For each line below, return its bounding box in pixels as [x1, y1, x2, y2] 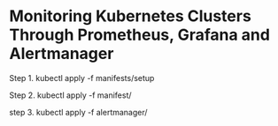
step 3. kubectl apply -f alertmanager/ [9, 107, 148, 117]
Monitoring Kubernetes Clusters [9, 6, 252, 26]
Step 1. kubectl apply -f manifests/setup [9, 72, 155, 83]
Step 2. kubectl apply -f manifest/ [9, 90, 132, 100]
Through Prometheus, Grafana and [9, 25, 270, 45]
